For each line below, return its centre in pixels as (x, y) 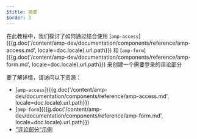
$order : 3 (19, 18)
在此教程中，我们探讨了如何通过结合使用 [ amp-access (73, 36)
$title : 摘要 (22, 12)
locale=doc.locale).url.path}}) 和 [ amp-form (91, 50)
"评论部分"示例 (34, 129)
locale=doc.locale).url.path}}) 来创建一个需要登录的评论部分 (107, 64)
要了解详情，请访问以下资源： (44, 77)
